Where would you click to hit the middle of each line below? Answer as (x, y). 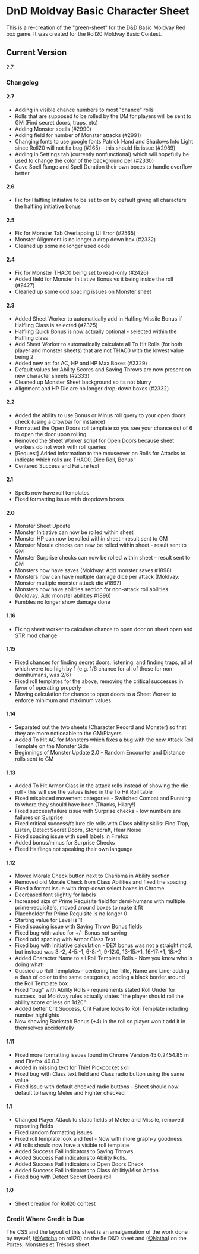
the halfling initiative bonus (48, 206)
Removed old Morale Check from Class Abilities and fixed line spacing (101, 882)
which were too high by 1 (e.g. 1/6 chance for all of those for (88, 668)
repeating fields (34, 1126)
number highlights (37, 1015)
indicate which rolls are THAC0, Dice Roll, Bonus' (75, 460)
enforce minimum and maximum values (63, 700)
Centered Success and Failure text (57, 465)
